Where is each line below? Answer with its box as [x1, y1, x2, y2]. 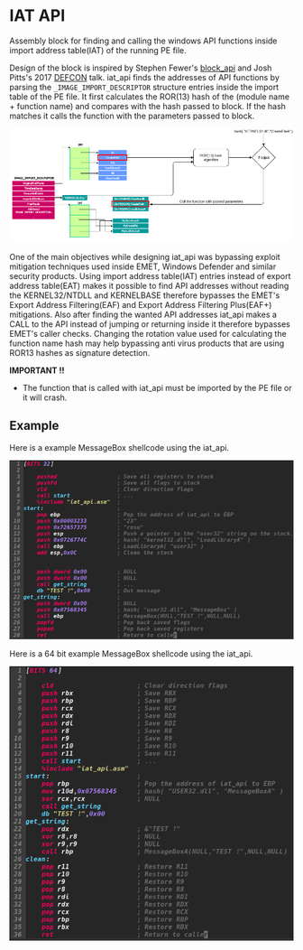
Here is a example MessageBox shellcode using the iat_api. [9, 442, 230, 452]
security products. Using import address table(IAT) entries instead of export [9, 270, 291, 281]
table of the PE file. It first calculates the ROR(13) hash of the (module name [9, 91, 290, 102]
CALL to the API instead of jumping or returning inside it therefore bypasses [9, 318, 291, 330]
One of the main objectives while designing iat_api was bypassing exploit [9, 251, 281, 262]
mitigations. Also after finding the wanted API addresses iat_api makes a [9, 309, 278, 320]
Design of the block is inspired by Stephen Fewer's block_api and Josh [9, 62, 272, 73]
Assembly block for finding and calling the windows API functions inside [9, 35, 278, 46]
